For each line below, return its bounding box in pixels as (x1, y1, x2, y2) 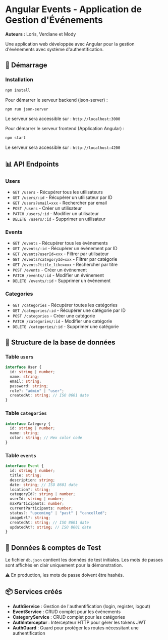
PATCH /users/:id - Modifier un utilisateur (12, 210, 99, 216)
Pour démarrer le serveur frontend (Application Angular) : (5, 126, 125, 132)
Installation (5, 76, 34, 83)
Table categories (5, 410, 47, 417)
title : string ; (10, 472, 42, 478)
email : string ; (10, 379, 42, 384)
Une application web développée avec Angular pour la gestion (5, 41, 135, 47)
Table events (5, 452, 36, 459)
